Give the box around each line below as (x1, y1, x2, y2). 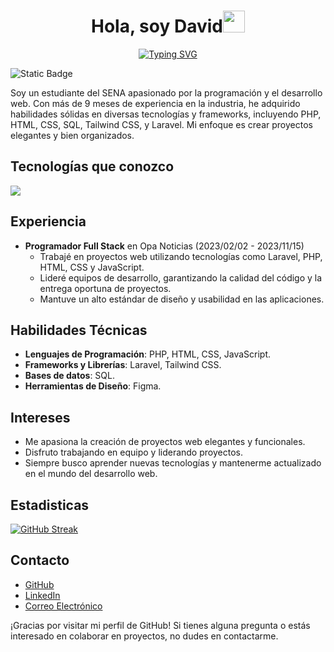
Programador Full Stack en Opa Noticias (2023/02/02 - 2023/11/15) (24, 240, 305, 252)
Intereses (10, 409, 71, 426)
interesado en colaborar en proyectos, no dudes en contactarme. (10, 630, 279, 642)
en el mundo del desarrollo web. (24, 468, 158, 480)
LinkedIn (24, 589, 61, 601)
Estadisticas (10, 496, 90, 514)
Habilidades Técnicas (10, 321, 148, 339)
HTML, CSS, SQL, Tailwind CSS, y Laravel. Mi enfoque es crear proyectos (10, 118, 313, 130)
